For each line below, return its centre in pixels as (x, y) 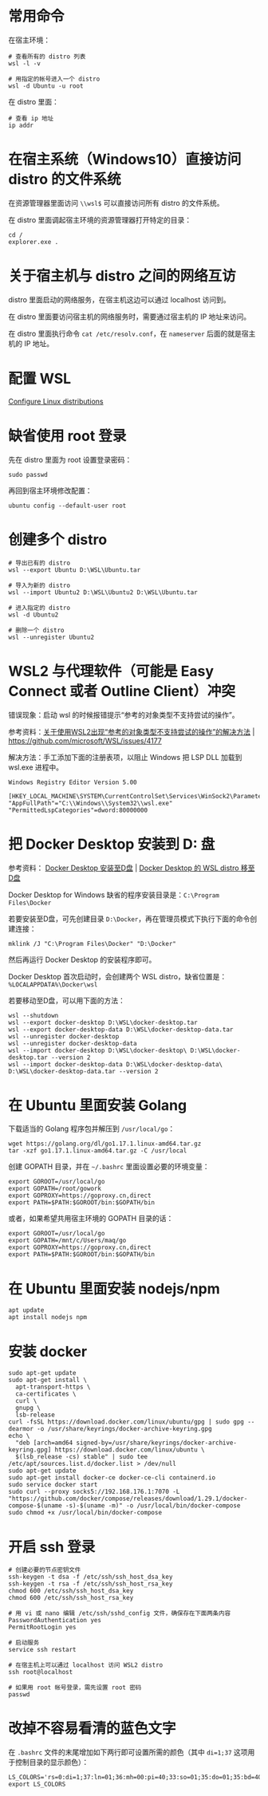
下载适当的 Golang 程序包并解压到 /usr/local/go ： (92, 1128)
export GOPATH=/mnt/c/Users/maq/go (67, 1241)
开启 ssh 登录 (52, 1547)
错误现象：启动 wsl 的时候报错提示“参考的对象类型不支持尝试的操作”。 (124, 715)
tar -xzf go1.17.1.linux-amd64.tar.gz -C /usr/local (98, 1151)
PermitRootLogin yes (43, 1628)
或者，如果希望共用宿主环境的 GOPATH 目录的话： (91, 1219)
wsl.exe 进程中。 (36, 767)
